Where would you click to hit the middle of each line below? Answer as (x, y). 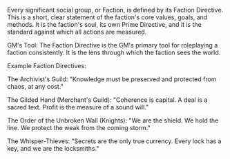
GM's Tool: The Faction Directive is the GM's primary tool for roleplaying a (113, 45)
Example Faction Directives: (47, 66)
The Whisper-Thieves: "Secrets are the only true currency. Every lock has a (114, 141)
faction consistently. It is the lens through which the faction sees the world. (114, 52)
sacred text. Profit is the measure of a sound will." (78, 107)
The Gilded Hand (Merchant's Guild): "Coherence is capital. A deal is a (107, 100)
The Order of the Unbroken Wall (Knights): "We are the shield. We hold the (113, 120)
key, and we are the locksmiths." (53, 148)
